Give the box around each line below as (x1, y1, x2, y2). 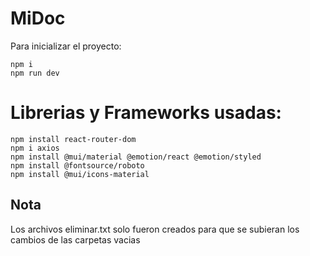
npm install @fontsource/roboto (10, 160, 145, 171)
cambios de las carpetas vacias (10, 233, 141, 246)
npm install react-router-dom (10, 134, 137, 144)
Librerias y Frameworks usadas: (10, 102, 282, 124)
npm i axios (10, 143, 60, 153)
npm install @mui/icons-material (10, 169, 150, 179)
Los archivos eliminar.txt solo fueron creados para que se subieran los (10, 223, 300, 235)
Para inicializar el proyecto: (10, 40, 122, 52)
